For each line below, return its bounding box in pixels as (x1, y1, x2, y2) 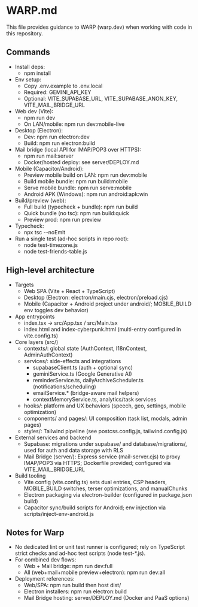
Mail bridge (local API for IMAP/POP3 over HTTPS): (14, 146, 142, 153)
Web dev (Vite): (14, 107, 54, 114)
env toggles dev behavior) (23, 306, 89, 313)
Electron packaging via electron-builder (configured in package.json (23, 491, 193, 498)
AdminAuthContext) (23, 351, 73, 358)
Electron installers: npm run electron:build (23, 588, 127, 595)
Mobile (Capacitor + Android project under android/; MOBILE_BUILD (23, 300, 192, 307)
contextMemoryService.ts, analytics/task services (32, 395, 157, 403)
